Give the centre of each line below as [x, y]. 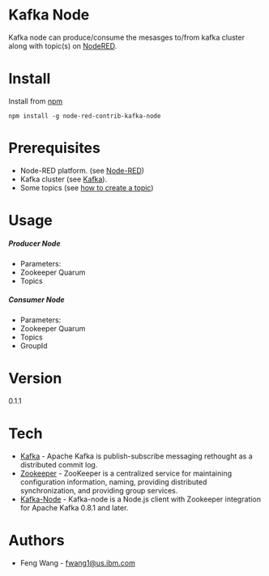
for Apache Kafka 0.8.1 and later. [74, 507]
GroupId [34, 345]
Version [35, 379]
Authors [36, 540]
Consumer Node [36, 299]
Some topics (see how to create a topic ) [87, 187]
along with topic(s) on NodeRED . [63, 45]
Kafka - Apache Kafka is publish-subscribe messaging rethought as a [136, 456]
